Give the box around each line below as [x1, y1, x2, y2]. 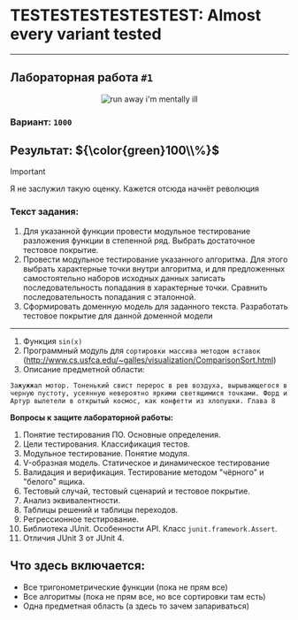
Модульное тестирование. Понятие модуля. [22, 448, 190, 458]
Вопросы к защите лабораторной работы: [10, 412, 173, 423]
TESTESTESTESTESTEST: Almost [10, 5, 262, 26]
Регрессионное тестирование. [22, 514, 140, 524]
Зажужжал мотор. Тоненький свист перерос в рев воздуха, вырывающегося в [10, 381, 288, 390]
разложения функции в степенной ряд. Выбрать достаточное [22, 235, 256, 246]
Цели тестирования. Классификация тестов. [22, 439, 191, 449]
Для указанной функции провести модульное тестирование [22, 226, 251, 236]
